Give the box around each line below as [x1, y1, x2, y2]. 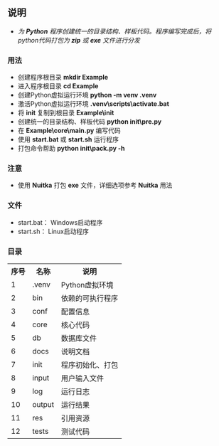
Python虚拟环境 [60, 280, 114, 290]
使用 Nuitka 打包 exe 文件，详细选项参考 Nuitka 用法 [17, 181, 173, 190]
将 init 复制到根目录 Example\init [17, 109, 114, 117]
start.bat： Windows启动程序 [17, 218, 103, 226]
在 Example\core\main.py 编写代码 [17, 127, 121, 135]
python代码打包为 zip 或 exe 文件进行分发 [17, 36, 141, 44]
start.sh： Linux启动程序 [17, 227, 89, 235]
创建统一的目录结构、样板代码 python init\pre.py [17, 117, 162, 126]
